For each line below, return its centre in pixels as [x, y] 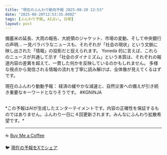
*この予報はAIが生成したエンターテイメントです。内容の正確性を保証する [80, 108]
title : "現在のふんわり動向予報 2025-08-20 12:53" [54, 10]
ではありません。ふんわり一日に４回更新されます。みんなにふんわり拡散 [83, 114]
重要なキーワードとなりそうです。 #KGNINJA [55, 92]
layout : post [19, 24]
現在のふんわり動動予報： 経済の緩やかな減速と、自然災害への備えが [75, 86]
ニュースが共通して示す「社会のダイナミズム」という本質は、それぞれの [83, 57]
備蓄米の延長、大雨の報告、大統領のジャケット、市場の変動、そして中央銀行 [83, 38]
